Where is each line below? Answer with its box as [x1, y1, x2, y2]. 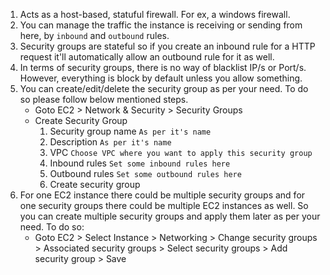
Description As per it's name [49, 136, 172, 148]
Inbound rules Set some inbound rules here [49, 157, 231, 169]
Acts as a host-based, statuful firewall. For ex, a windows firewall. [19, 9, 291, 20]
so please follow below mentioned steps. [19, 94, 189, 105]
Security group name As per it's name [49, 125, 212, 137]
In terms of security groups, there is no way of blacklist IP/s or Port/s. [19, 62, 307, 73]
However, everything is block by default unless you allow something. [19, 72, 303, 84]
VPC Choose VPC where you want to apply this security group [49, 147, 313, 158]
